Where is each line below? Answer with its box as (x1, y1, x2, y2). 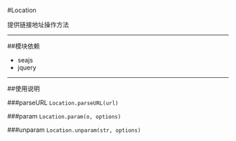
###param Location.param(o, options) (7, 112, 122, 120)
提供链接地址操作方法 (7, 20, 69, 29)
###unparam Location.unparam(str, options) (7, 126, 141, 134)
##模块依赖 (7, 42, 40, 50)
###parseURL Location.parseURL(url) (7, 98, 119, 107)
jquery (17, 63, 37, 72)
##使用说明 (7, 84, 40, 93)
